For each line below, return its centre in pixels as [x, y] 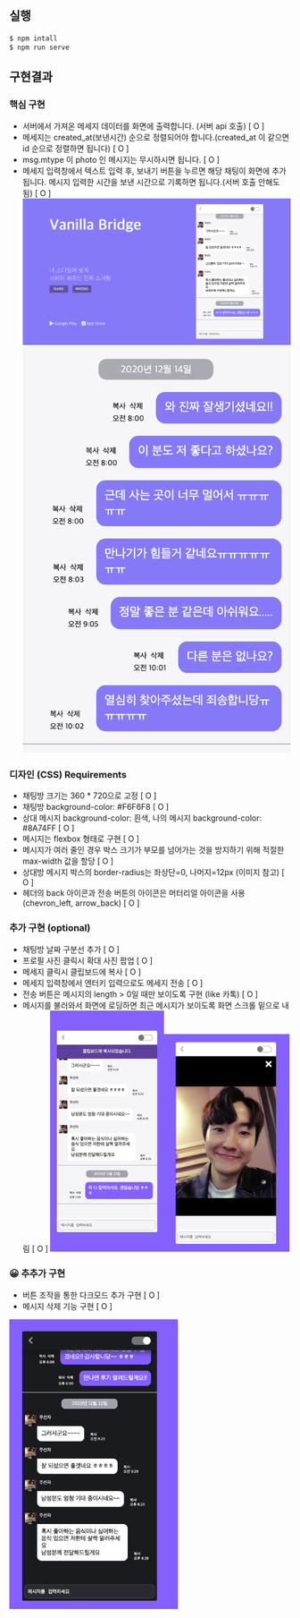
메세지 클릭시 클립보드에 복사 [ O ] [81, 971]
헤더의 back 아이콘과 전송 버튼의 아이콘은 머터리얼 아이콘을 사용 [133, 893]
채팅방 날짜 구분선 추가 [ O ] [71, 949]
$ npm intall [33, 38]
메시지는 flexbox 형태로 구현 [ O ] [81, 839]
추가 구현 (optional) [50, 928]
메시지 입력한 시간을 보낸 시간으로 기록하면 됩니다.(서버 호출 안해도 [164, 182]
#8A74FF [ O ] [48, 828]
